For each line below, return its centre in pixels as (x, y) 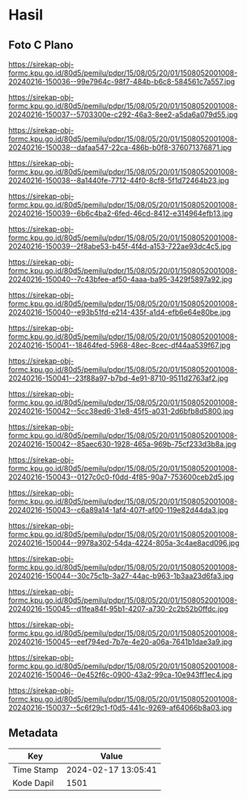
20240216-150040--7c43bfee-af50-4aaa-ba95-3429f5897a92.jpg (120, 279)
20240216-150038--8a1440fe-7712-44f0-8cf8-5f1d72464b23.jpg (119, 180)
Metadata (33, 733)
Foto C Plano (41, 45)
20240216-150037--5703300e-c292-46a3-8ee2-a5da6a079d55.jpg (123, 114)
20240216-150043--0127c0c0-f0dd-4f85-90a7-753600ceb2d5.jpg (121, 477)
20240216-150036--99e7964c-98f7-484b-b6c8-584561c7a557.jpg (122, 82)
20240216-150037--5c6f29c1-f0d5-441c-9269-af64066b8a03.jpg (120, 708)
